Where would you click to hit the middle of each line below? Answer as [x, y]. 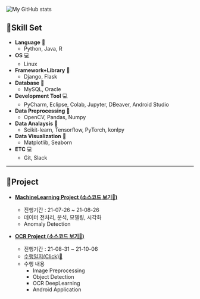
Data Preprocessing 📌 [42, 111]
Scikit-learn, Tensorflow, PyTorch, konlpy [74, 130]
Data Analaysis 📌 [36, 123]
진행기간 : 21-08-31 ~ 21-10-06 [61, 249]
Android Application [57, 289]
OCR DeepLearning [56, 283]
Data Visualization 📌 [40, 136]
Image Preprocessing [59, 270]
